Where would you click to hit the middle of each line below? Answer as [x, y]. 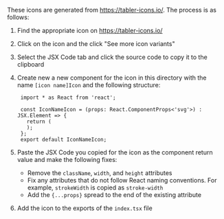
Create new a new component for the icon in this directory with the [112, 78]
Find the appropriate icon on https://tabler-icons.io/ [90, 31]
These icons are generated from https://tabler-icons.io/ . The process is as [112, 10]
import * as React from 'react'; [68, 97]
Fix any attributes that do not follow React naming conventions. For [122, 180]
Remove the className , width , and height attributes [100, 173]
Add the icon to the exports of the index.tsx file [85, 208]
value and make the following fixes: [67, 160]
